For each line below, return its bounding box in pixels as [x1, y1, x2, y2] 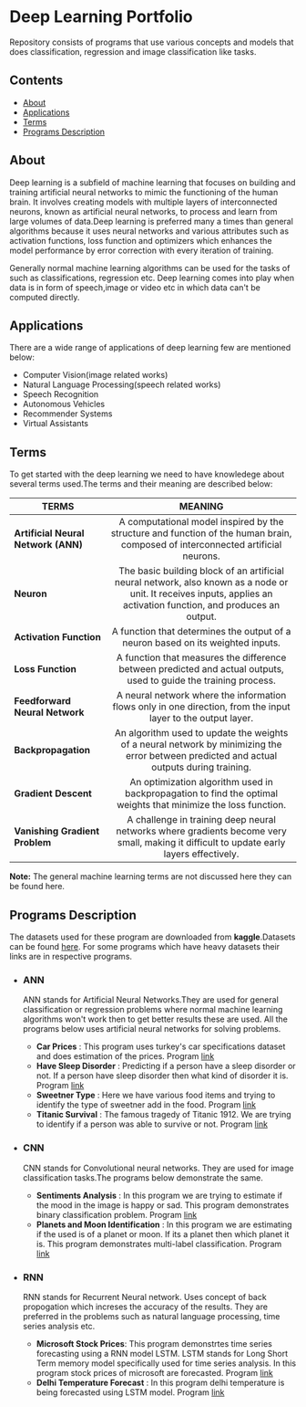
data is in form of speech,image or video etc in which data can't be [9, 281, 261, 293]
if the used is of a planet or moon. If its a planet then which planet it [36, 1228, 290, 1239]
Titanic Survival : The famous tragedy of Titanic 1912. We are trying [36, 1109, 291, 1120]
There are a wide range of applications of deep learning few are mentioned [9, 342, 291, 353]
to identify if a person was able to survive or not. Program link [36, 1118, 269, 1129]
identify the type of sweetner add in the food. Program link [36, 1099, 257, 1110]
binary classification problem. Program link [36, 1209, 198, 1220]
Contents [9, 73, 64, 89]
